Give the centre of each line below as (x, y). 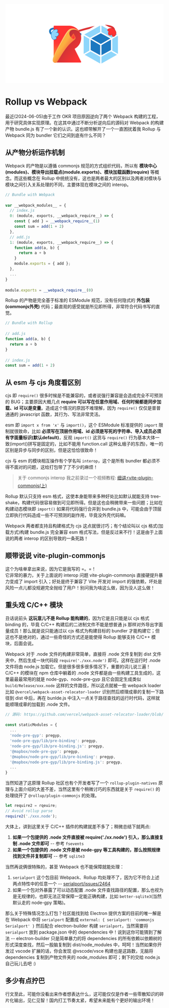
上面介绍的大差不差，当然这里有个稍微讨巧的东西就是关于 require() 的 (87, 789)
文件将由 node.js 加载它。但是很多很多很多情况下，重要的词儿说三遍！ (78, 666)
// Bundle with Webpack (30, 195)
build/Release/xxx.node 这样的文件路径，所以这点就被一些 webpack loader (83, 685)
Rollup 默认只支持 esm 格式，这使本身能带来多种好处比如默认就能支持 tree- (83, 496)
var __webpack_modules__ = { (36, 205)
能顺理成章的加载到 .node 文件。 (39, 704)
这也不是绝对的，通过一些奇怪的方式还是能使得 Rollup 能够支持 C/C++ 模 (80, 637)
